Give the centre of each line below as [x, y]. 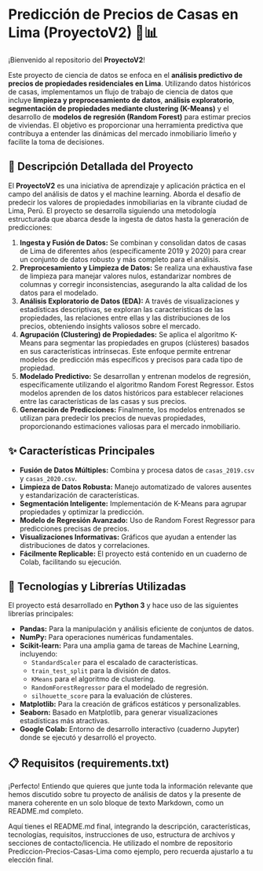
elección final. [31, 860]
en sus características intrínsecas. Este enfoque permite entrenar [125, 351]
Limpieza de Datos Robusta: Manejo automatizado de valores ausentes [135, 487]
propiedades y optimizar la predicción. [82, 512]
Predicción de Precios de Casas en [123, 15]
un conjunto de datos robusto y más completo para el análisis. [120, 259]
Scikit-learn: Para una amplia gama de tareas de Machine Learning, [129, 645]
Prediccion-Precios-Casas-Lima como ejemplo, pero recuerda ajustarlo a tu [131, 851]
